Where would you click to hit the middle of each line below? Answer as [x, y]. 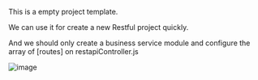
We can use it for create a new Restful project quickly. [99, 27]
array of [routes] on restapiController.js [74, 51]
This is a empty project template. [63, 12]
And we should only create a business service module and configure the [129, 43]
